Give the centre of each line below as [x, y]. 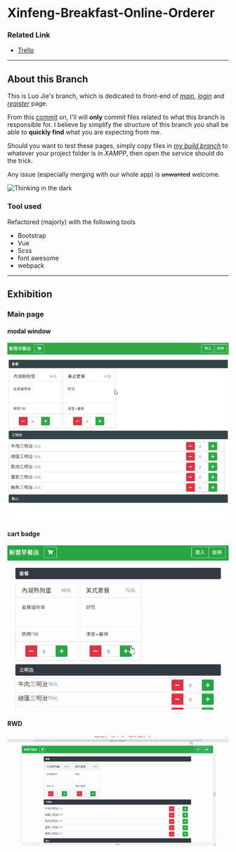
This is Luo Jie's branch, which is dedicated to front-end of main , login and [116, 96]
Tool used [25, 206]
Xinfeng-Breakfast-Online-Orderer [111, 13]
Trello [26, 50]
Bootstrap [32, 235]
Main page [26, 314]
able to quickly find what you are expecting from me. [84, 132]
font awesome [38, 258]
